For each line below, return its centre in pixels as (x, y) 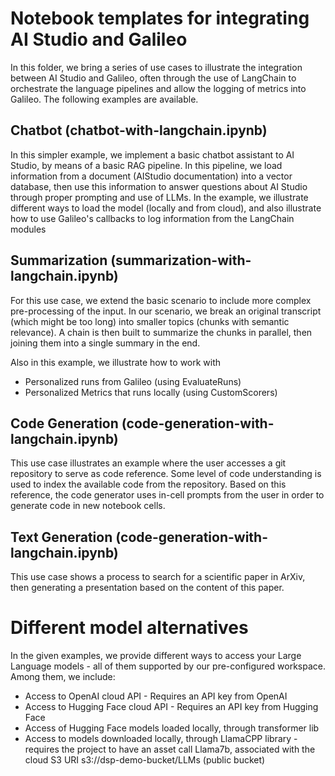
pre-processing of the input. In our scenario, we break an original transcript (166, 311)
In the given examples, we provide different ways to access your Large (156, 656)
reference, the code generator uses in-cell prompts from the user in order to (167, 495)
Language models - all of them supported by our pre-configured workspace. (168, 666)
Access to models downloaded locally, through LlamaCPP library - (161, 739)
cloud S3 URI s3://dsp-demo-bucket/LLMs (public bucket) (145, 760)
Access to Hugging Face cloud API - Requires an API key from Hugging (171, 707)
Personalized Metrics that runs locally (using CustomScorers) (151, 392)
